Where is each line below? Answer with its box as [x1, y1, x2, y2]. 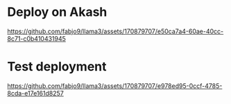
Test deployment [7, 59, 107, 75]
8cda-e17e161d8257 [7, 89, 64, 97]
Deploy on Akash [7, 4, 108, 20]
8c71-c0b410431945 [7, 34, 66, 42]
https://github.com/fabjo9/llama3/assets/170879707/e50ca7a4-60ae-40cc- [7, 27, 224, 35]
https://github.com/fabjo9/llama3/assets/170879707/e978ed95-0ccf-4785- [7, 81, 223, 90]
